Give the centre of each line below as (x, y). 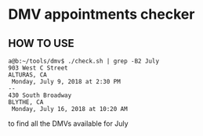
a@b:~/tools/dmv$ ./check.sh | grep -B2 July (83, 61)
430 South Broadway (40, 95)
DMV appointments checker (101, 14)
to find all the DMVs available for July (68, 123)
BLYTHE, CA (26, 102)
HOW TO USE (41, 43)
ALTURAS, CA (27, 75)
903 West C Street (38, 68)
